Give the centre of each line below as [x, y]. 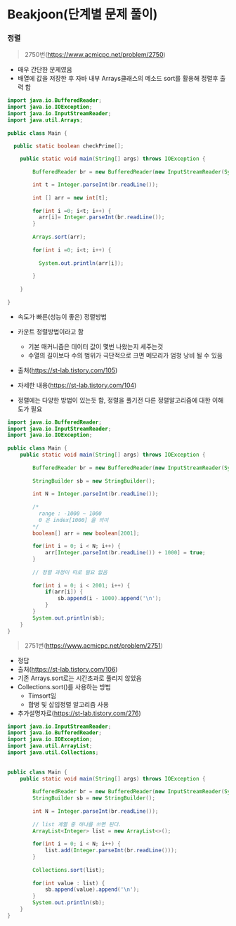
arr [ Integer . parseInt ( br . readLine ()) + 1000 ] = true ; [125, 553]
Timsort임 [42, 696]
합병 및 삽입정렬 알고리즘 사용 [68, 704]
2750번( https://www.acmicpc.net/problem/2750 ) [95, 55]
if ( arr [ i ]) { [64, 592]
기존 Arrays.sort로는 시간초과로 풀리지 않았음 [79, 678]
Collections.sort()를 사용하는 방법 [64, 686]
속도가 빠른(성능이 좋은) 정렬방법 [62, 316]
